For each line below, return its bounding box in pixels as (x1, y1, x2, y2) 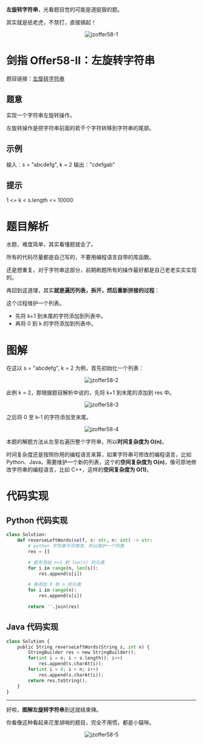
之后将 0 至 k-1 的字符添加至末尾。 (6, 414, 92, 421)
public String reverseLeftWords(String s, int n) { (17, 644, 150, 650)
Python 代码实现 (6, 515, 68, 525)
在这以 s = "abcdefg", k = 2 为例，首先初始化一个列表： (6, 365, 144, 372)
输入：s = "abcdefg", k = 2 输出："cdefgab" (6, 161, 115, 168)
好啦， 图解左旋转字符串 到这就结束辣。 (6, 706, 101, 713)
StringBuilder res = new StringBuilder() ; (28, 649, 137, 656)
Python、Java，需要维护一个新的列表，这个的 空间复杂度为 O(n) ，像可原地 (6, 458, 192, 466)
